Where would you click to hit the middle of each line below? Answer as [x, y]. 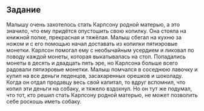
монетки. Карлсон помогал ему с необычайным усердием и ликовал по [100, 50]
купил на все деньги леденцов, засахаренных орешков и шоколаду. [95, 75]
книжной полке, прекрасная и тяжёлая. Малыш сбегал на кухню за [94, 37]
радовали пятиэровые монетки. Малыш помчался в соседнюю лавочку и [102, 69]
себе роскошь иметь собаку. [44, 101]
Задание [24, 10]
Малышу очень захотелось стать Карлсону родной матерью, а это [93, 24]
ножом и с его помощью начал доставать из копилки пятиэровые [92, 43]
